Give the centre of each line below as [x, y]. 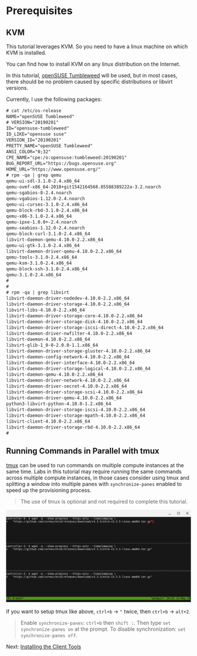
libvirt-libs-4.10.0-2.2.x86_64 [45, 310]
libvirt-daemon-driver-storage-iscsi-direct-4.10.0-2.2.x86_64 [85, 328]
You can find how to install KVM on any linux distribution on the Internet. [93, 64]
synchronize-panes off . [49, 635]
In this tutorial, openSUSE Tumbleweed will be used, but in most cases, [92, 75]
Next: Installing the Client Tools [44, 647]
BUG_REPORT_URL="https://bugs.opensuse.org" [61, 164]
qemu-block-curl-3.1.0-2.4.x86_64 [48, 234]
